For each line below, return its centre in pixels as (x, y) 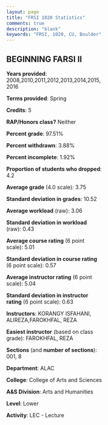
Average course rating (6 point (46, 240)
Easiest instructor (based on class (50, 331)
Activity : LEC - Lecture (35, 415)
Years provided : (27, 73)
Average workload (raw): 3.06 (45, 211)
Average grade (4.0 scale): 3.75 (46, 187)
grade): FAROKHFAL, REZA (40, 338)
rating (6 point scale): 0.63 (40, 302)
